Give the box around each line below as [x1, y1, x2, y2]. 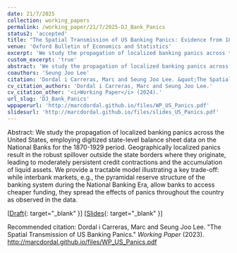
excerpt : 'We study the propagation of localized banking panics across [7, 50, 226, 57]
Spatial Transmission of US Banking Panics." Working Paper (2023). [7, 230, 205, 238]
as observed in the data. [7, 195, 78, 204]
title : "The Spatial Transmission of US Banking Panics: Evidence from [7, 37, 222, 44]
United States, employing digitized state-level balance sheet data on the [7, 135, 217, 144]
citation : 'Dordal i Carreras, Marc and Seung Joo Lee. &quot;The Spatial [7, 75, 232, 83]
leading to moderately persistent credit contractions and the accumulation [7, 158, 223, 166]
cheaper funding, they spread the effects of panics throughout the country [7, 187, 224, 196]
